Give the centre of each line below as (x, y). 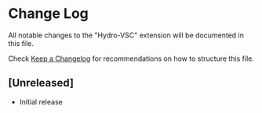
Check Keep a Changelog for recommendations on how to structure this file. (131, 58)
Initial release (41, 101)
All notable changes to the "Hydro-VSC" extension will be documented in (126, 35)
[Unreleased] (41, 83)
